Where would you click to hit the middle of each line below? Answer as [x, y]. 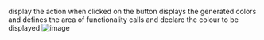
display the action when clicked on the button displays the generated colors [132, 11]
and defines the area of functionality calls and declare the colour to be [123, 20]
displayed [24, 28]
